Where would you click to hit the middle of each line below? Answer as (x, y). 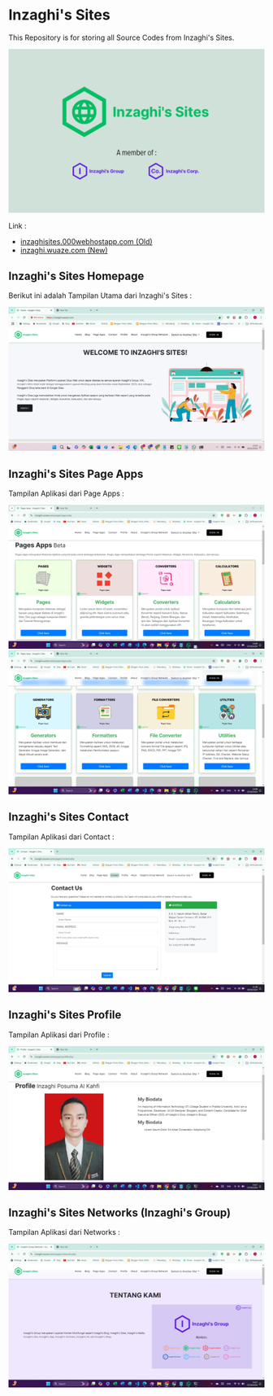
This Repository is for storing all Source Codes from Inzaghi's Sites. (121, 37)
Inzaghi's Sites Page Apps (76, 474)
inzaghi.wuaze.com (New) (64, 251)
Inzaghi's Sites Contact (69, 817)
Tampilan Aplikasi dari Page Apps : (66, 493)
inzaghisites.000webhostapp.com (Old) (86, 242)
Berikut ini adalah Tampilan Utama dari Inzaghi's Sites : (100, 295)
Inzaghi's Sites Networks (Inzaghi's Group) (120, 1212)
